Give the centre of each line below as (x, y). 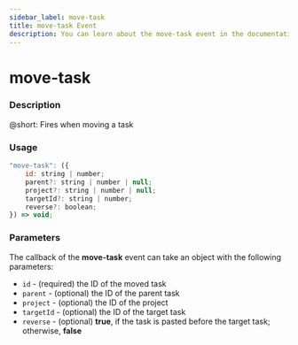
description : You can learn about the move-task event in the (126, 34)
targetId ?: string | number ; (79, 199)
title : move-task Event (53, 26)
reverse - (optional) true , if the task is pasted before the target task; (146, 321)
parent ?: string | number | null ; (89, 182)
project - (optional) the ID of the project (95, 303)
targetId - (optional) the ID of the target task (104, 311)
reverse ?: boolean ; (61, 207)
